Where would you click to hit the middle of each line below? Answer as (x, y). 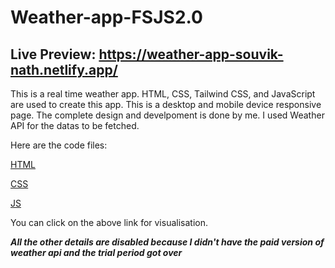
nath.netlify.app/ (64, 69)
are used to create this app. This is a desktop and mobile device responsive (166, 104)
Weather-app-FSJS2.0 (106, 17)
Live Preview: (53, 54)
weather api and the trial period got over (96, 252)
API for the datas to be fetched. (75, 125)
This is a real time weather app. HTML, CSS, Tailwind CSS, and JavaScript (163, 94)
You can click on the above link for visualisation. (109, 222)
